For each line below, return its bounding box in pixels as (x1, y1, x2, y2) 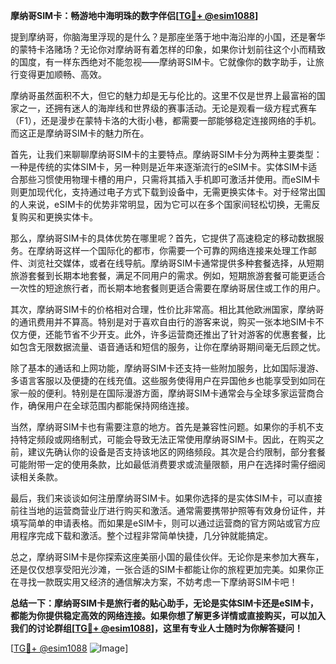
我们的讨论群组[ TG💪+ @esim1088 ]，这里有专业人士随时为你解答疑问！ (10, 622, 304, 634)
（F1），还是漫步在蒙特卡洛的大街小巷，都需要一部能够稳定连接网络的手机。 (10, 115, 322, 126)
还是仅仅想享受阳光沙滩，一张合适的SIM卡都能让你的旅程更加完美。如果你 (10, 564, 316, 575)
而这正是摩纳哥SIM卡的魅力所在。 (10, 127, 150, 139)
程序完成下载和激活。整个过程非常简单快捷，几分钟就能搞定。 (18, 530, 273, 541)
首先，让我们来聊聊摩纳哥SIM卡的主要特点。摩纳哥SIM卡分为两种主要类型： (10, 149, 323, 160)
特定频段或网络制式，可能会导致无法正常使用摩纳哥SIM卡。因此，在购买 (18, 434, 316, 445)
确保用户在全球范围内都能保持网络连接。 (27, 400, 195, 411)
